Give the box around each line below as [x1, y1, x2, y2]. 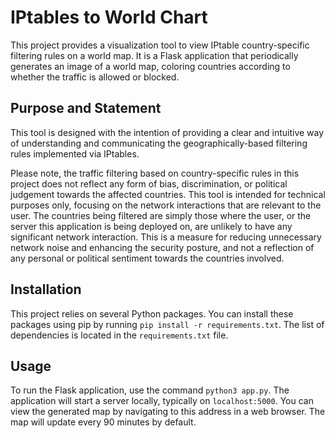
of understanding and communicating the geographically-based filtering [10, 137, 308, 149]
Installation [10, 281, 82, 298]
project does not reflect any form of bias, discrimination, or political [10, 177, 288, 190]
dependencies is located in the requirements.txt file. [10, 329, 229, 341]
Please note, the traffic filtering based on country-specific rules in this [10, 167, 300, 179]
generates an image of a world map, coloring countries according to [10, 60, 291, 72]
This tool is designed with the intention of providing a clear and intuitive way [10, 126, 325, 138]
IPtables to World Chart [10, 6, 208, 29]
